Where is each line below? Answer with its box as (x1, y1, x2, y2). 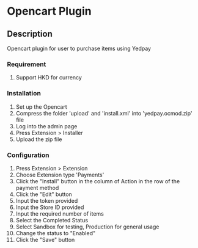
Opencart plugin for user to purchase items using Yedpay (7, 45, 152, 52)
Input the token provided (15, 197, 78, 204)
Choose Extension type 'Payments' (15, 171, 105, 178)
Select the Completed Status (15, 216, 88, 224)
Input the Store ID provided (15, 203, 84, 211)
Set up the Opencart (15, 103, 67, 111)
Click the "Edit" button (15, 191, 72, 198)
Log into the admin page (15, 122, 78, 129)
